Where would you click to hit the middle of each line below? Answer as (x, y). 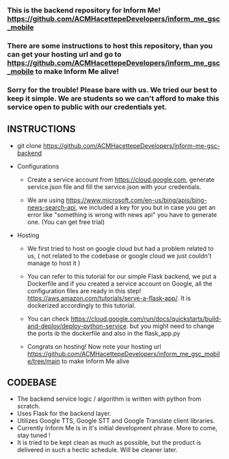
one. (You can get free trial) (66, 222)
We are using (46, 200)
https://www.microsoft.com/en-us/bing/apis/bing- (136, 200)
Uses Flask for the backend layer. (64, 414)
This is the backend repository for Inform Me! (84, 10)
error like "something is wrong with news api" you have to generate (122, 214)
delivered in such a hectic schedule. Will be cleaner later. (97, 450)
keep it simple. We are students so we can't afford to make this (113, 98)
